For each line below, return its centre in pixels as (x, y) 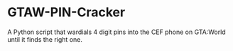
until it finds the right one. (45, 39)
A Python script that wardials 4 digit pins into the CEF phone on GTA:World (116, 32)
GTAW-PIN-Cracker (66, 12)
